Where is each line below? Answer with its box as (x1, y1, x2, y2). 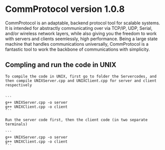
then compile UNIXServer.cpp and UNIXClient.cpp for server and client (5, 78, 157, 83)
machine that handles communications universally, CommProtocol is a (5, 41, 149, 47)
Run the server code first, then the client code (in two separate (5, 117, 148, 122)
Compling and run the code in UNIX (5, 61, 117, 69)
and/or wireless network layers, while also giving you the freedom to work (5, 30, 157, 36)
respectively (5, 82, 32, 87)
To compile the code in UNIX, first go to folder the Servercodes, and (5, 74, 157, 79)
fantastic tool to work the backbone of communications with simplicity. (5, 46, 150, 52)
